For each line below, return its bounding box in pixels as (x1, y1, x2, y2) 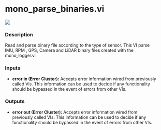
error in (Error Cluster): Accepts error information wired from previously (12, 76, 156, 81)
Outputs (5, 98, 25, 105)
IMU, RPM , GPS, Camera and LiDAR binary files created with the (5, 48, 134, 53)
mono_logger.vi (5, 52, 36, 59)
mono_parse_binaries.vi (5, 3, 104, 15)
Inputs (5, 65, 21, 71)
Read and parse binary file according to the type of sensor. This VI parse (5, 42, 150, 48)
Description (5, 31, 33, 38)
